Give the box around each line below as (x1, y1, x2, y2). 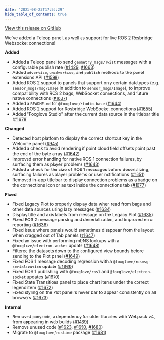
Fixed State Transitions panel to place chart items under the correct (12, 279, 149, 285)
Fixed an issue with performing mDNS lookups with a (12, 237, 120, 243)
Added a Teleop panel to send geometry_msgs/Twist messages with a (12, 59, 151, 65)
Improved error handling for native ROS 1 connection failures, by (12, 156, 142, 162)
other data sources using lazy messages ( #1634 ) (12, 206, 111, 212)
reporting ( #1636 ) (12, 221, 48, 228)
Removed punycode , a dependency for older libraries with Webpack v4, (12, 314, 155, 319)
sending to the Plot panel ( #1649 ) (12, 253, 80, 259)
